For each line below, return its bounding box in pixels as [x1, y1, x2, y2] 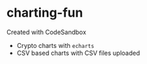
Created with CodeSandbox [6, 28, 87, 36]
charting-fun [6, 5, 83, 21]
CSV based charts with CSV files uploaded [16, 49, 141, 57]
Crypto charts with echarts [16, 41, 94, 49]
